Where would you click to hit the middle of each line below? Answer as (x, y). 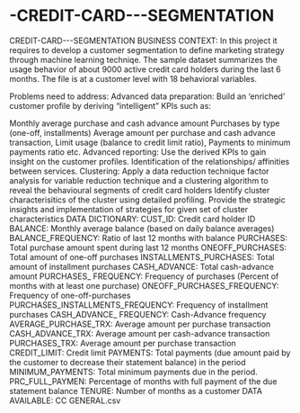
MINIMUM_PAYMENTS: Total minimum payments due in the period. (133, 372)
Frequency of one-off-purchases (70, 295)
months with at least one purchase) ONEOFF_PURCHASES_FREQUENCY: (144, 285)
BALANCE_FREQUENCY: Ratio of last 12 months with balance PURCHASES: (149, 238)
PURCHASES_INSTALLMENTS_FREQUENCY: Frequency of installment (139, 305)
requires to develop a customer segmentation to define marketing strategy (147, 49)
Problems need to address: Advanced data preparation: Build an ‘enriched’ (147, 96)
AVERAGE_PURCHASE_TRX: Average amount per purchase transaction (140, 324)
